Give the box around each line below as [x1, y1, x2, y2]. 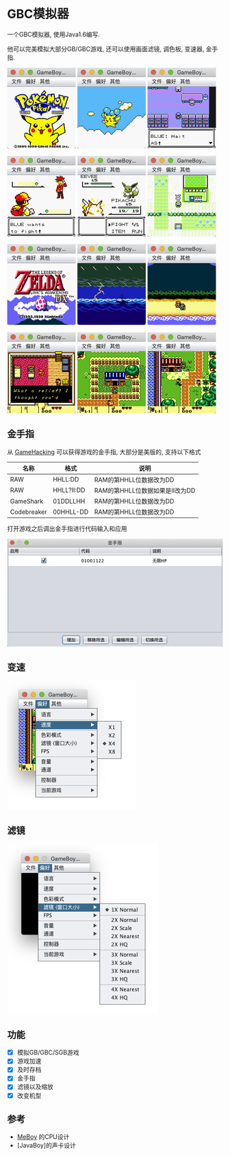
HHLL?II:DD [52, 486, 86, 494]
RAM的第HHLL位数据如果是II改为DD [94, 486, 196, 494]
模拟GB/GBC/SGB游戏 [16, 1048, 79, 1057]
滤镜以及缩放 [16, 1083, 53, 1091]
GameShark [10, 497, 44, 505]
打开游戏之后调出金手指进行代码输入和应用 [7, 524, 127, 532]
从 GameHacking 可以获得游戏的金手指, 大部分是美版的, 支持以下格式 [7, 447, 201, 456]
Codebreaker [10, 508, 47, 516]
